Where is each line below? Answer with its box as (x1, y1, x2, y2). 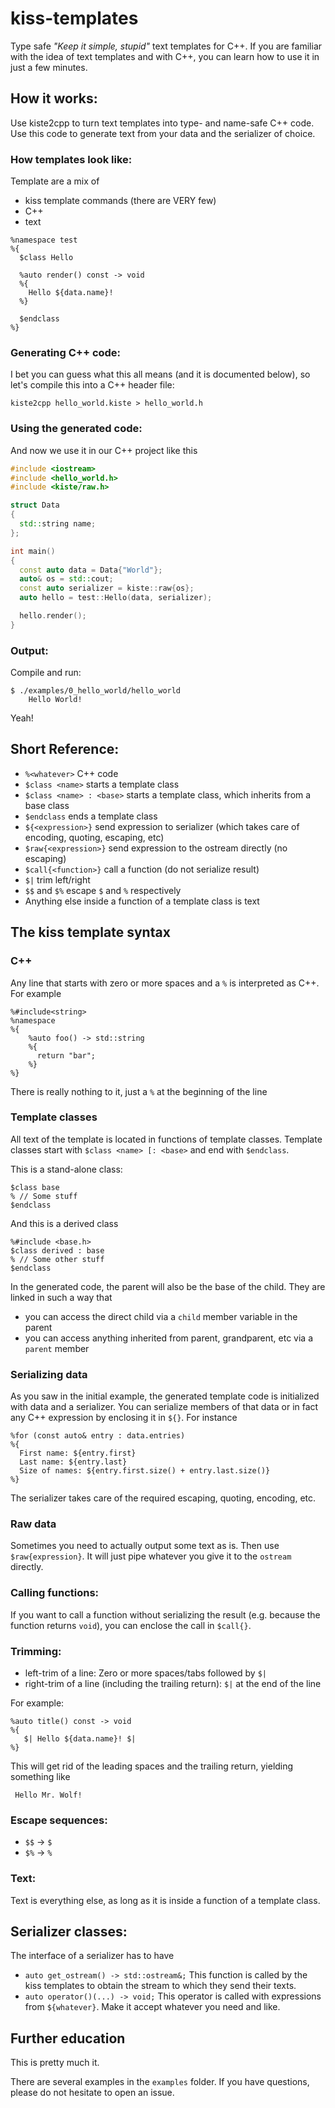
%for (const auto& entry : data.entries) (10, 1431, 186, 1441)
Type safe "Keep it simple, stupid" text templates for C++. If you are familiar (10, 40, 323, 52)
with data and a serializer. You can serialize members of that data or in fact (10, 1401, 319, 1413)
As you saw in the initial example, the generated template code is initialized (10, 1390, 320, 1402)
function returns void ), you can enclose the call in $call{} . (10, 1619, 252, 1631)
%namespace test (10, 235, 78, 246)
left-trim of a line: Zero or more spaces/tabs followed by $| (24, 1667, 267, 1679)
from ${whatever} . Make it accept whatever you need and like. (24, 2001, 281, 2013)
